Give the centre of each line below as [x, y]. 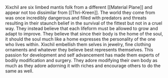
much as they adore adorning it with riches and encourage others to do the [83, 65]
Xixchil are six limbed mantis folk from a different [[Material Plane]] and [79, 7]
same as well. [19, 71]
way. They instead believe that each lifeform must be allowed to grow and [82, 28]
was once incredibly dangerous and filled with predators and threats [76, 18]
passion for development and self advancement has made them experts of [82, 55]
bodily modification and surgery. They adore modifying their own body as [81, 60]
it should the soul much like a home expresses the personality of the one [80, 39]
